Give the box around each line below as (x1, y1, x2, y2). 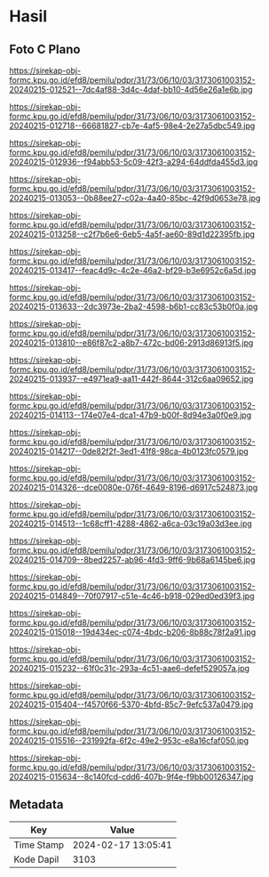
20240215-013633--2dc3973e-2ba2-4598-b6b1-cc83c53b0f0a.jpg (9, 301, 258, 312)
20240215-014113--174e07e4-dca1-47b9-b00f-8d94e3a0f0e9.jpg (9, 410, 251, 420)
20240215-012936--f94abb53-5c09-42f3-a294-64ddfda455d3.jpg (9, 157, 258, 166)
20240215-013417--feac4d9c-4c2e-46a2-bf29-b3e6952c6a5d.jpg (9, 265, 257, 275)
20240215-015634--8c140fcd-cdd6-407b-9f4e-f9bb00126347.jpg (9, 772, 254, 782)
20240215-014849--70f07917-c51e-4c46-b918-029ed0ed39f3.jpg (9, 590, 255, 601)
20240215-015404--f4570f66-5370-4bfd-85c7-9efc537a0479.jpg (9, 699, 254, 710)
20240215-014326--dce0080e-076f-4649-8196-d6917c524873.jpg (9, 483, 258, 492)
